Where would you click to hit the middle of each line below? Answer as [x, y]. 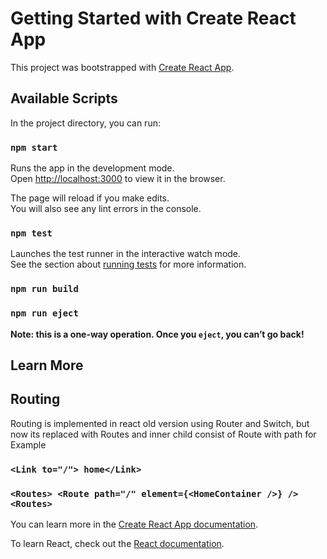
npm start [34, 147]
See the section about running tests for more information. [128, 264]
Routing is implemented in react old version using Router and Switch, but [160, 423]
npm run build [44, 289]
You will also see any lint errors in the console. [106, 209]
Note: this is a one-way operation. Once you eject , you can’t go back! [157, 334]
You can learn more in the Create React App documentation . [134, 524]
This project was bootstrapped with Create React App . [122, 67]
